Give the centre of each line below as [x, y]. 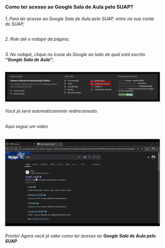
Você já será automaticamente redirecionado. [52, 111]
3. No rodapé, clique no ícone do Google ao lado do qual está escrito [75, 54]
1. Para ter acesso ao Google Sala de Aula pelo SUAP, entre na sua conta [80, 19]
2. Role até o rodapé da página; [37, 39]
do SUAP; [15, 24]
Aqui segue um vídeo [27, 126]
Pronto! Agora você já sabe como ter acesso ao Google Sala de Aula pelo [81, 236]
